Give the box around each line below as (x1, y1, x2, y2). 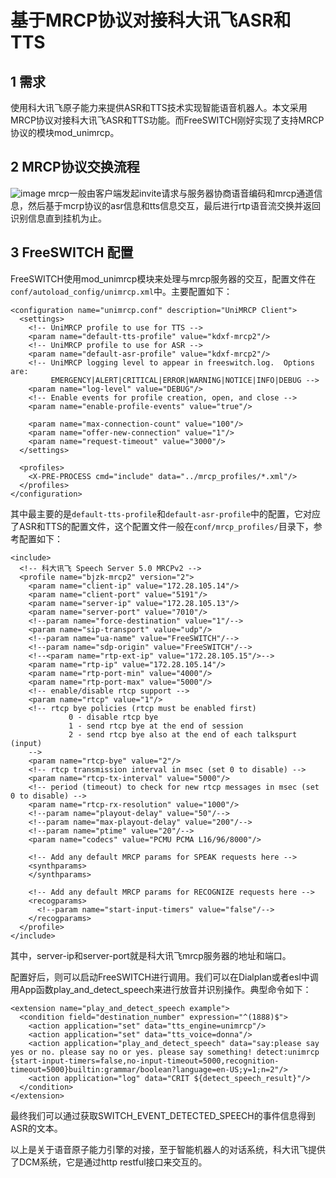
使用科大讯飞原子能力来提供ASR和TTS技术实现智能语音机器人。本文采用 (10, 102, 308, 113)
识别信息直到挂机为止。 (10, 212, 107, 224)
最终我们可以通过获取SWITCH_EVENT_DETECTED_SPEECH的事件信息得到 (10, 1109, 316, 1121)
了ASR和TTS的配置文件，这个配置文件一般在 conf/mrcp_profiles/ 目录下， (10, 520, 314, 532)
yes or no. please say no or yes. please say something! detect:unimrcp (10, 1047, 320, 1057)
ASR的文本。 (10, 1122, 63, 1134)
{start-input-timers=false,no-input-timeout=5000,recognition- (10, 1056, 280, 1066)
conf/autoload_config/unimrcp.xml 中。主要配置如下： (10, 285, 233, 297)
